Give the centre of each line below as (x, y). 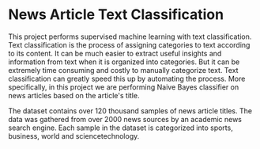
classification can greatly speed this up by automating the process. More (127, 78)
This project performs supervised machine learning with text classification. (130, 36)
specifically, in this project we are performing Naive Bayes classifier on (124, 87)
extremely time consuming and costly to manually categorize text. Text (123, 70)
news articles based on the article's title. (74, 95)
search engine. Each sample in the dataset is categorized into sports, (121, 128)
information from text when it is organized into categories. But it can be (124, 62)
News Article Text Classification (116, 15)
